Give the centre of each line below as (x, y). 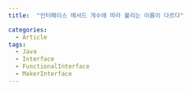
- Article (31, 37)
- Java (26, 52)
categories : (28, 30)
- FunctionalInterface (52, 67)
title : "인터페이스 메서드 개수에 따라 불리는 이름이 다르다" (96, 15)
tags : (17, 44)
